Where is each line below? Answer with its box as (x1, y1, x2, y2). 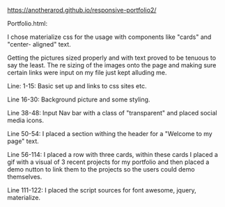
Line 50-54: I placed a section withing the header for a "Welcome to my (7, 130, 212, 138)
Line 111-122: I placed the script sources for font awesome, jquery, (7, 186, 196, 194)
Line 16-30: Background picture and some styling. (7, 95, 150, 104)
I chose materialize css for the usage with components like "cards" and (7, 33, 212, 41)
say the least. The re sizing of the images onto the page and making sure (7, 61, 217, 69)
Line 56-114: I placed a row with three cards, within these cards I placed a (7, 151, 218, 158)
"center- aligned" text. (7, 40, 71, 48)
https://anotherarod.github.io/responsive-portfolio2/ (7, 6, 157, 14)
